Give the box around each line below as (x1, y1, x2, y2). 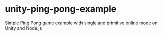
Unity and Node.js (5, 25, 42, 31)
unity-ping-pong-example (5, 3, 117, 15)
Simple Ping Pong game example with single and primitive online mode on (5, 20, 158, 26)
